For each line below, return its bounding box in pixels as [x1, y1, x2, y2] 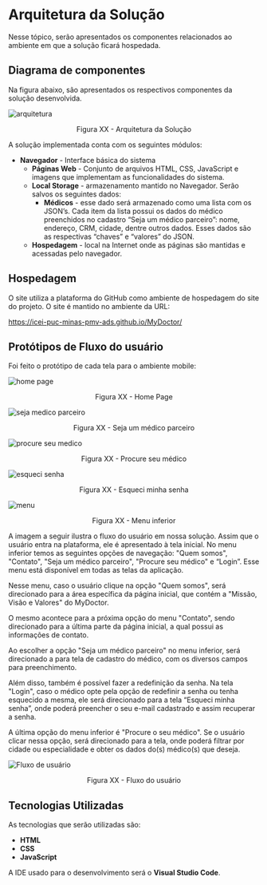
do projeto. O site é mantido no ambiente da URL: [8, 301, 171, 311]
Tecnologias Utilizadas [8, 799, 124, 812]
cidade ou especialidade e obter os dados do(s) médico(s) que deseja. [8, 744, 241, 754]
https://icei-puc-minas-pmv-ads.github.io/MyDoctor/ [8, 317, 183, 327]
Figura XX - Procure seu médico [80, 454, 187, 464]
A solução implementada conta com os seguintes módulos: [8, 140, 202, 149]
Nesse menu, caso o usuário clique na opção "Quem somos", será [8, 581, 226, 590]
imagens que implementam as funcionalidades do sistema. [31, 172, 225, 181]
